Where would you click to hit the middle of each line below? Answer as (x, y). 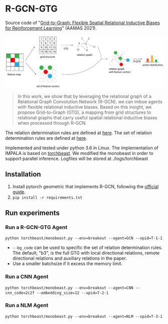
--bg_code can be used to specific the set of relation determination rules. (88, 248)
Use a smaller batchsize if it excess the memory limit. (67, 264)
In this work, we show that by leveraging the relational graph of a (84, 96)
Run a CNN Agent (27, 277)
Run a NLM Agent (27, 305)
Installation (23, 174)
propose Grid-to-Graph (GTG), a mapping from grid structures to (84, 112)
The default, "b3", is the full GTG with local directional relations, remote (86, 253)
